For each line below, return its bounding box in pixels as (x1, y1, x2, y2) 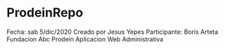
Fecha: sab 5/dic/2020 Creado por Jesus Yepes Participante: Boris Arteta (6, 28, 219, 36)
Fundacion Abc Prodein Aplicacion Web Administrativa (6, 35, 164, 43)
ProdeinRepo (6, 5, 83, 21)
